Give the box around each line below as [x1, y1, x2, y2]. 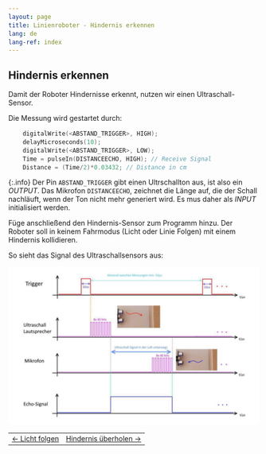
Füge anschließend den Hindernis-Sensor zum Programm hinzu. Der [8, 219, 233, 228]
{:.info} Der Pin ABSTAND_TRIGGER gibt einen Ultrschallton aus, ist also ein [8, 177, 243, 187]
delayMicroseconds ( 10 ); [22, 138, 102, 146]
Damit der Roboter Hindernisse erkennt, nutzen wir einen [8, 90, 195, 99]
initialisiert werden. [8, 203, 71, 212]
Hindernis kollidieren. [8, 235, 78, 245]
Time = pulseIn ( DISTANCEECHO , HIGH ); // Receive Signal [22, 155, 213, 163]
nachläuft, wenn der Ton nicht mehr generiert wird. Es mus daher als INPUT [8, 195, 256, 204]
